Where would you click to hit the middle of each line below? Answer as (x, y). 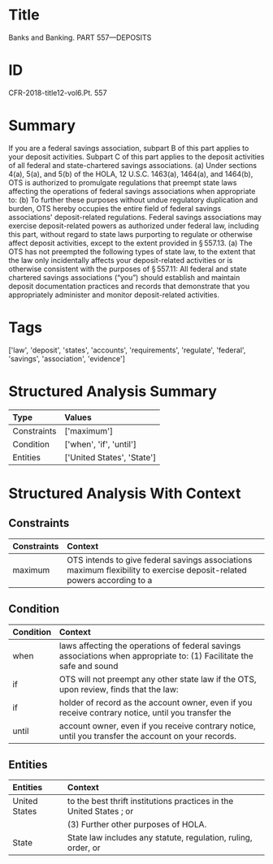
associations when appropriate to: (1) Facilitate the (156, 655)
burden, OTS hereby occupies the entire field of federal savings (115, 208)
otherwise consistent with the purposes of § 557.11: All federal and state (128, 269)
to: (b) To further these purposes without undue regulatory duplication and (133, 200)
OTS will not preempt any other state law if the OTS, (158, 679)
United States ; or (101, 811)
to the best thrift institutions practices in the (151, 801)
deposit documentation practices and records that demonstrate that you (129, 286)
